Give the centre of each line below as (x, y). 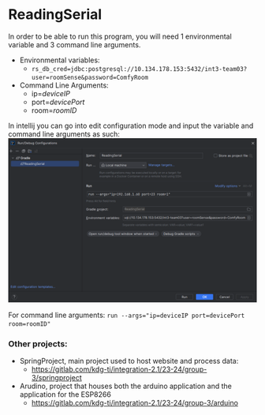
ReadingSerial (55, 15)
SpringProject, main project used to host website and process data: (129, 361)
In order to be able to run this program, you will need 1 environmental (120, 36)
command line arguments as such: (64, 134)
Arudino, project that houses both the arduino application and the (126, 386)
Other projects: (38, 343)
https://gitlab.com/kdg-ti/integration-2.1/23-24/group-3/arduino (135, 402)
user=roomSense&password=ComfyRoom (90, 77)
